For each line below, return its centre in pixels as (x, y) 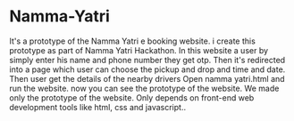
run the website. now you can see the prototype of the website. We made (144, 88)
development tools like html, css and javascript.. (97, 107)
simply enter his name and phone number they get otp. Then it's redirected (147, 60)
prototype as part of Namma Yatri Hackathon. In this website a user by (139, 50)
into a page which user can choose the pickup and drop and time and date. (147, 69)
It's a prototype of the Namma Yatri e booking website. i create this (133, 41)
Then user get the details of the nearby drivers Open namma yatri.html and (147, 78)
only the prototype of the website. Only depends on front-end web (132, 97)
